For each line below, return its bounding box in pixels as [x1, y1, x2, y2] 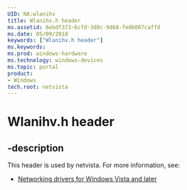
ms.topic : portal [7, 63, 59, 70]
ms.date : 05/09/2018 [7, 30, 69, 38]
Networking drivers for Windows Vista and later [17, 175, 157, 184]
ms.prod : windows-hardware [7, 51, 87, 58]
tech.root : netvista [7, 83, 69, 90]
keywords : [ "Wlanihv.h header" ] [7, 37, 103, 44]
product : [7, 70, 33, 77]
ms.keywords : [7, 43, 46, 51]
